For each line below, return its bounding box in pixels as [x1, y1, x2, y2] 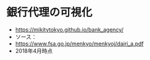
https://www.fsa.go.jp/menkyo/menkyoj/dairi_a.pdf [15, 40, 144, 47]
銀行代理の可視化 [6, 5, 93, 19]
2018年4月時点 [15, 47, 53, 55]
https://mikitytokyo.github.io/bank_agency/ [15, 25, 124, 33]
